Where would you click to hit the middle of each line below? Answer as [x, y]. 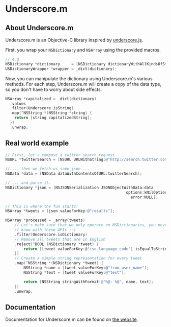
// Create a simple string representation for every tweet [78, 259]
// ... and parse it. [28, 183]
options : [135, 192]
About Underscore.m [39, 28]
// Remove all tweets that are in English [60, 239]
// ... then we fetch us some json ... [48, 169]
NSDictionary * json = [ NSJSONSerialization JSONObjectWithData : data [79, 188]
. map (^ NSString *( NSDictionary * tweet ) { [59, 263]
